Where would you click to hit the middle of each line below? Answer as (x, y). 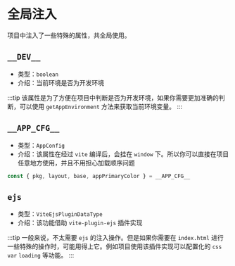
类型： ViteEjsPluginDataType (60, 214)
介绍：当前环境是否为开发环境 (61, 82)
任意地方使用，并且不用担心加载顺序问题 (76, 163)
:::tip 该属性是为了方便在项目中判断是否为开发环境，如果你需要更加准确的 (113, 97)
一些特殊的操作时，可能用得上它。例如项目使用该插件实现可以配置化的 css (115, 246)
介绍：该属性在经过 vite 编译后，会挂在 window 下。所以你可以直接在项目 (123, 154)
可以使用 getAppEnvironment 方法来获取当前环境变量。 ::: (101, 106)
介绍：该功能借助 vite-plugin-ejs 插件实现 (80, 223)
